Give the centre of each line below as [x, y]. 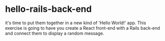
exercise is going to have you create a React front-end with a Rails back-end [82, 28]
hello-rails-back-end [49, 9]
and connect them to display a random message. [55, 33]
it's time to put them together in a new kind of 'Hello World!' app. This [76, 23]
